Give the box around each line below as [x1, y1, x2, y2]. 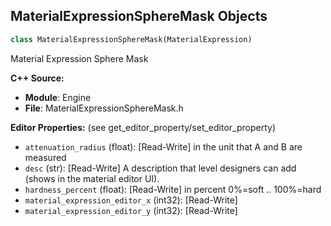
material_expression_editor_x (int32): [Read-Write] [24, 194, 238, 206]
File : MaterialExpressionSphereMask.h [24, 102, 184, 114]
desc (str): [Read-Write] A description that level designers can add [24, 162, 297, 174]
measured [24, 151, 67, 163]
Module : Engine [24, 91, 92, 103]
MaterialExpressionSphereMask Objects [10, 8, 268, 25]
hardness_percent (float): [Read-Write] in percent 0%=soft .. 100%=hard [24, 183, 322, 195]
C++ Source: [10, 72, 65, 84]
